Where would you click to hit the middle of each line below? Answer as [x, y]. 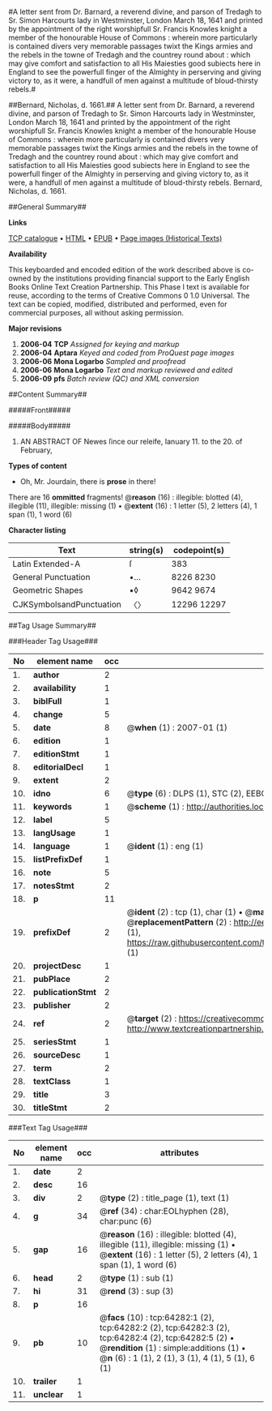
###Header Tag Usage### [53, 641]
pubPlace [52, 979]
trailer [45, 1381]
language [52, 846]
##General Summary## [47, 207]
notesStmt [54, 886]
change [48, 714]
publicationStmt [65, 992]
